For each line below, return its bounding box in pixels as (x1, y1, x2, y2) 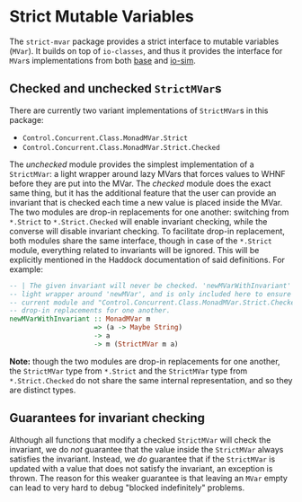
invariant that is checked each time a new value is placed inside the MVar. (9, 197, 283, 207)
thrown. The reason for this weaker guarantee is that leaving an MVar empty (9, 472, 288, 483)
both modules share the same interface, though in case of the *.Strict (9, 235, 272, 246)
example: (9, 263, 43, 275)
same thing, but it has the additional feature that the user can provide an (9, 187, 277, 198)
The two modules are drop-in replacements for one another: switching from (9, 207, 289, 217)
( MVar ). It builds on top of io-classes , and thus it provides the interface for (9, 45, 283, 56)
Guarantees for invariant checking (9, 410, 205, 426)
